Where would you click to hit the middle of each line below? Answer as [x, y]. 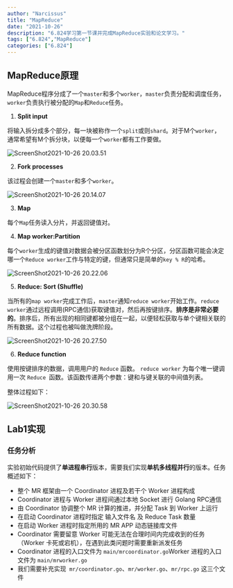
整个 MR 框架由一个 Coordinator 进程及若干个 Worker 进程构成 [106, 490]
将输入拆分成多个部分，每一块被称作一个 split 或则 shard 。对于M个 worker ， [114, 130]
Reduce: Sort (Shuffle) [50, 286]
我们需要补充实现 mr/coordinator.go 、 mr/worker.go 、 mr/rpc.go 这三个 [118, 569]
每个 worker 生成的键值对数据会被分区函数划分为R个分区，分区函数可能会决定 [115, 250]
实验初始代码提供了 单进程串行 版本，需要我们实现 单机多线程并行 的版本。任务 [116, 467]
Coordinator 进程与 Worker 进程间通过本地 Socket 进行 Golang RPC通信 [119, 499]
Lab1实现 [26, 430]
